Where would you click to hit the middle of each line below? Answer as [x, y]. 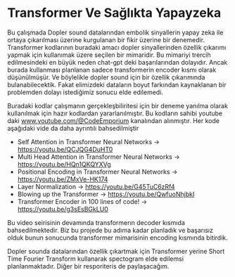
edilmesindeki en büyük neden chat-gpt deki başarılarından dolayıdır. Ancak [118, 62]
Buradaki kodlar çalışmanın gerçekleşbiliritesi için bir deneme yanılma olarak [118, 105]
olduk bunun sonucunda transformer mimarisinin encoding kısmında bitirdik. [118, 238]
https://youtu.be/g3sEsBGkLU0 [63, 209]
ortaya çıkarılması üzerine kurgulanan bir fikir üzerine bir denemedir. [106, 39]
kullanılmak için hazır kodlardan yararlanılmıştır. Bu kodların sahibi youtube [115, 113]
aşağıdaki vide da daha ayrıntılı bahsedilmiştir [73, 128]
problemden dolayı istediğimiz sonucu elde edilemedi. [85, 92]
